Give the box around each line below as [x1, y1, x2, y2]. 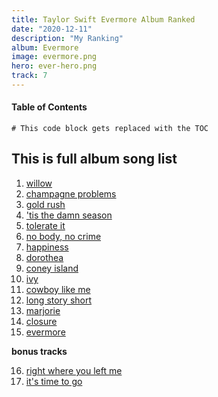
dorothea [25, 251, 64, 263]
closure [25, 315, 58, 327]
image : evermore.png [11, 52, 98, 62]
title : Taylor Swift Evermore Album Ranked [11, 14, 196, 25]
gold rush [25, 198, 66, 210]
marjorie [25, 304, 61, 316]
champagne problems [25, 187, 117, 200]
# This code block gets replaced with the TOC [11, 124, 209, 134]
